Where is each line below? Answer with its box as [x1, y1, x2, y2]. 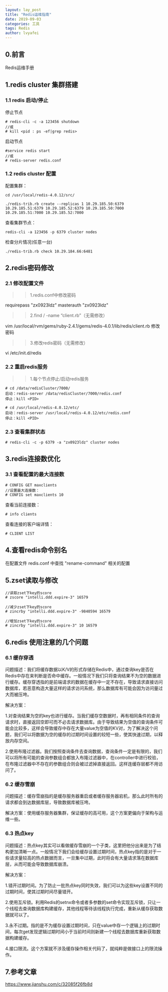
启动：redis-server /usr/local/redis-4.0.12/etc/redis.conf [5, 410, 131, 415]
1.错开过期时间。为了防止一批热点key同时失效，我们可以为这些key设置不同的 [5, 882, 163, 888]
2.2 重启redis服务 [5, 363, 48, 370]
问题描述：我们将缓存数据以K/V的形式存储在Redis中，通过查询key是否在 [5, 666, 154, 672]
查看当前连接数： [5, 501, 40, 507]
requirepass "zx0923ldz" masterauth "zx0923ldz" [5, 302, 108, 308]
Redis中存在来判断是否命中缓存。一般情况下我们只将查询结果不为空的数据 [5, 673, 157, 679]
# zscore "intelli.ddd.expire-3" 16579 [5, 595, 88, 600]
